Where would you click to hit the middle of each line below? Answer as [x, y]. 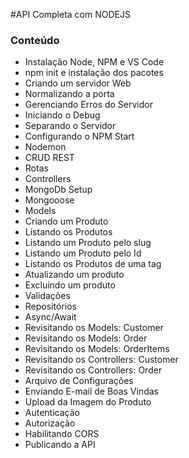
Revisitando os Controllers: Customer [101, 360]
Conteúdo [35, 40]
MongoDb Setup [58, 190]
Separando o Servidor [70, 126]
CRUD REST [49, 158]
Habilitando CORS [62, 434]
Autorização [50, 423]
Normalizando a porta [69, 94]
